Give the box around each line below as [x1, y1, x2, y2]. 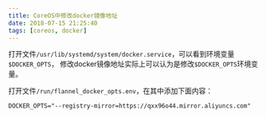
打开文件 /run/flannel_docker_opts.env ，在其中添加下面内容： [8, 86, 213, 96]
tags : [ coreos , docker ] [8, 26, 88, 34]
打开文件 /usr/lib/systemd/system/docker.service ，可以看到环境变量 [8, 49, 235, 59]
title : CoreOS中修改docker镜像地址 [8, 11, 118, 20]
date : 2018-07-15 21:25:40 [8, 19, 98, 27]
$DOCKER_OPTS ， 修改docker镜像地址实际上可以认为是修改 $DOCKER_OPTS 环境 [8, 59, 252, 69]
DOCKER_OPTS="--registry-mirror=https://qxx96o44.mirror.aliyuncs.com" [8, 102, 251, 110]
